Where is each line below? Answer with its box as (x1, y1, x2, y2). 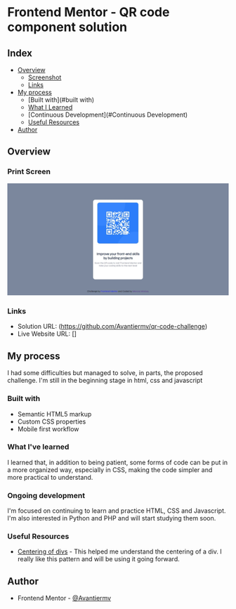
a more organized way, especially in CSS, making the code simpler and (7, 465, 213, 474)
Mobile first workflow (17, 424, 79, 433)
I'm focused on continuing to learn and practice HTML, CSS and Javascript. (7, 506, 226, 515)
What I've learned (7, 442, 70, 452)
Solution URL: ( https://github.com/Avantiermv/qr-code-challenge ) (17, 322, 208, 331)
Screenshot (27, 73, 62, 81)
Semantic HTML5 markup (17, 410, 92, 418)
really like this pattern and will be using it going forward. (17, 555, 181, 563)
